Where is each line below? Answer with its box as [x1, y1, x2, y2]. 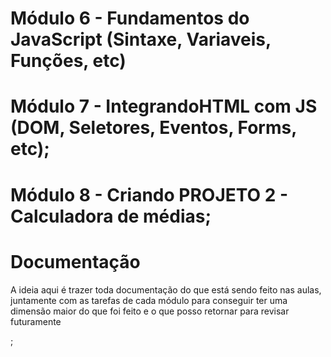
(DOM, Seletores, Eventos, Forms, [10, 117, 297, 139]
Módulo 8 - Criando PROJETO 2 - [10, 183, 289, 206]
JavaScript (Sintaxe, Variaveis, [10, 28, 272, 51]
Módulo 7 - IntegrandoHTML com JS [10, 95, 318, 118]
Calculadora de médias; [10, 205, 212, 227]
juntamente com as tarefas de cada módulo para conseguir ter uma [10, 294, 288, 306]
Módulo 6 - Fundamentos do [10, 7, 250, 30]
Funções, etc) [10, 50, 127, 72]
